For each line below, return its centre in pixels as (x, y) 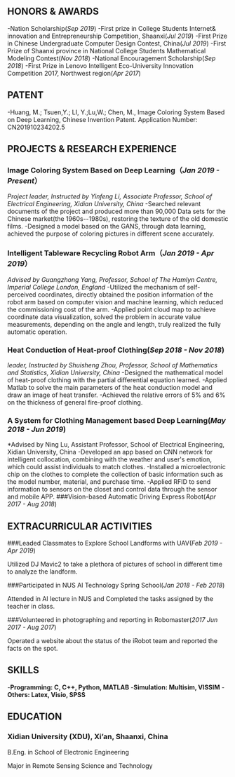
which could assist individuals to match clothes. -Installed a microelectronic (116, 467)
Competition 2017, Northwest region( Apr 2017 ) (74, 73)
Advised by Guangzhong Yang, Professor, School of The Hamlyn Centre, (113, 279)
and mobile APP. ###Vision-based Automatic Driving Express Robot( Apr (112, 496)
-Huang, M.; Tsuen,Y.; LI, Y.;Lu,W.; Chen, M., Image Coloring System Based (116, 112)
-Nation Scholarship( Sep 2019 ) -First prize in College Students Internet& (112, 28)
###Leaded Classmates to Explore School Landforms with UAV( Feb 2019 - (115, 543)
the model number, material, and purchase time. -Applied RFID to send (109, 482)
